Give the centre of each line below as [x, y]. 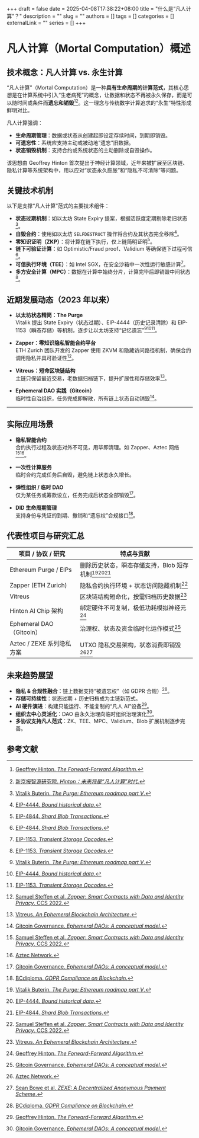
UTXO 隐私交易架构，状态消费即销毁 [131, 645]
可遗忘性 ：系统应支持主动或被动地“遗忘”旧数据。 [75, 143]
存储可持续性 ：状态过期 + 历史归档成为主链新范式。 [78, 698]
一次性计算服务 [33, 468]
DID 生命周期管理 [36, 507]
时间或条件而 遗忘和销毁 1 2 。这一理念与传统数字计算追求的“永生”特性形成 [104, 102]
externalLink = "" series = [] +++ [46, 23]
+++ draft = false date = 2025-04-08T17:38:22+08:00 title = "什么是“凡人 [97, 9]
